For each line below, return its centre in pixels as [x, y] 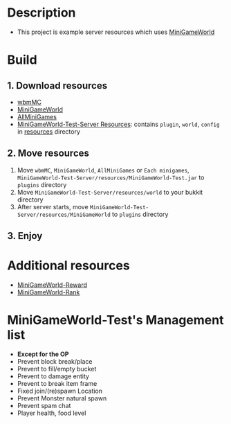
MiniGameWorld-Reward [52, 285]
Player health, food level [52, 413]
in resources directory [49, 131]
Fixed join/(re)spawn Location [59, 391]
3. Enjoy [25, 236]
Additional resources [68, 266]
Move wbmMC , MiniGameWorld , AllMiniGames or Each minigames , [103, 170]
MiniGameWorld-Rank [48, 292]
